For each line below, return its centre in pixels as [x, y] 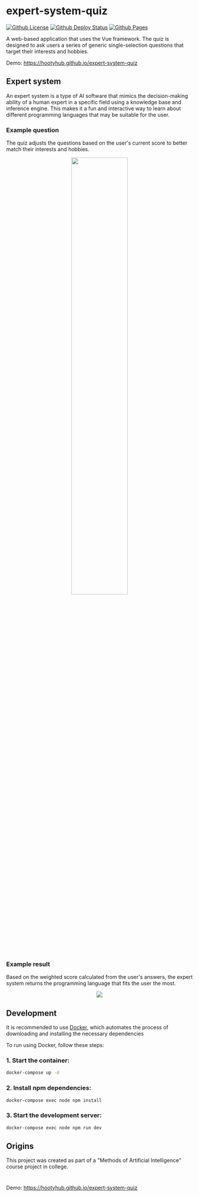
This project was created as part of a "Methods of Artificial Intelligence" [94, 1160]
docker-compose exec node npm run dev [54, 1128]
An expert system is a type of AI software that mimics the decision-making [97, 95]
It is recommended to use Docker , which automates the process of [87, 1028]
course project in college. [37, 1167]
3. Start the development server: [54, 1115]
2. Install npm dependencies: [49, 1088]
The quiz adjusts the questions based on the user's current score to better [97, 143]
